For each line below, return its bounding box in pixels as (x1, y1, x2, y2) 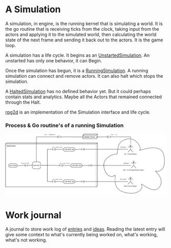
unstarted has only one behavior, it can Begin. (5, 57, 102, 63)
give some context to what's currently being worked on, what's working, (5, 232, 158, 238)
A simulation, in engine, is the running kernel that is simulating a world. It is (5, 20, 163, 27)
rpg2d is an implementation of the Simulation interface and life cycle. (5, 109, 151, 115)
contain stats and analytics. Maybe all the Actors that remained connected (5, 94, 162, 100)
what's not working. (5, 237, 47, 243)
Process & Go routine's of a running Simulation (5, 122, 124, 129)
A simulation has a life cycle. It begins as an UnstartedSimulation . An (5, 52, 150, 58)
